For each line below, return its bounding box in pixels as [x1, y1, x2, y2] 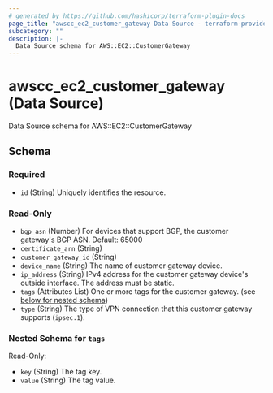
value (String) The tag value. [19, 375, 116, 386]
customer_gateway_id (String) [19, 253, 118, 262]
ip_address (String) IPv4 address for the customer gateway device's [19, 270, 249, 279]
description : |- [8, 34, 63, 43]
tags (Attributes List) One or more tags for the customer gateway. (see [19, 287, 256, 296]
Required [8, 169, 45, 180]
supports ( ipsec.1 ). [19, 313, 85, 322]
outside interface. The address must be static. [19, 278, 175, 288]
